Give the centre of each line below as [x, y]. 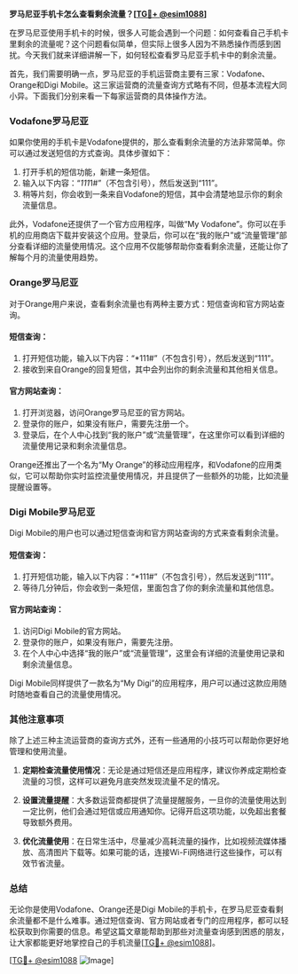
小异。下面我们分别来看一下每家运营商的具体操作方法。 [110, 96]
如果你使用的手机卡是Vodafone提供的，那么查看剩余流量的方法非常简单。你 [147, 142]
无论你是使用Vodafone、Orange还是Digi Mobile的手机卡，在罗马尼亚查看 [143, 909]
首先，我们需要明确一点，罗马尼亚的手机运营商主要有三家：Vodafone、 [140, 74]
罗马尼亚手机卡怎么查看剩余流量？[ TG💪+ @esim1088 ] [108, 14]
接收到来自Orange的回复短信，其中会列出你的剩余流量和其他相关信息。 [152, 369]
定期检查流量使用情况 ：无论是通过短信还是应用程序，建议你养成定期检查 [154, 770]
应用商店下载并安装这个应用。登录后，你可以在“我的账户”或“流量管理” [152, 235]
